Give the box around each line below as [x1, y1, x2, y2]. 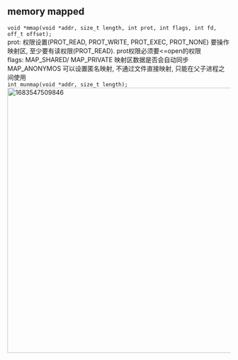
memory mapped [7, 6, 85, 18]
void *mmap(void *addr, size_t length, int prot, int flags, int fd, [7, 24, 217, 31]
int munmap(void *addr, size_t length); [7, 81, 129, 88]
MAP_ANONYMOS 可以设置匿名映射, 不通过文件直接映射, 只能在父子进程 [7, 64, 219, 73]
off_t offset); [7, 30, 52, 37]
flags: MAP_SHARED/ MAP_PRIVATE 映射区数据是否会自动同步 [7, 55, 189, 64]
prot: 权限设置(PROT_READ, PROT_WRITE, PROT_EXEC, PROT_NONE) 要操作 [7, 37, 229, 46]
